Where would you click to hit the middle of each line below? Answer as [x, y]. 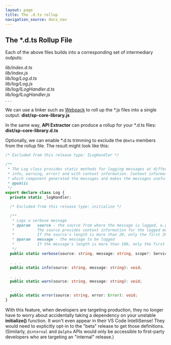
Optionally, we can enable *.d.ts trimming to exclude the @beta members [81, 140]
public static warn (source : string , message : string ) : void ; [76, 281]
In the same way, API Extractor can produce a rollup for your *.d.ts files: [81, 125]
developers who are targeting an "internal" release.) [60, 337]
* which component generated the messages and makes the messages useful [87, 179]
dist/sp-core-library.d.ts [32, 131]
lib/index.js [17, 73]
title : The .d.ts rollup [32, 15]
